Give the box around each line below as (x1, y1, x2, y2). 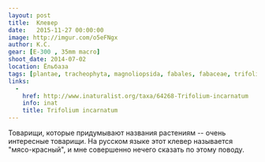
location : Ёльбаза (8, 63, 69, 71)
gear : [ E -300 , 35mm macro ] (8, 48, 101, 56)
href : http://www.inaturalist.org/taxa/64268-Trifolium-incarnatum (22, 92, 248, 100)
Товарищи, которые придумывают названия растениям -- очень (8, 128, 226, 138)
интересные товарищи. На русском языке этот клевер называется (8, 137, 233, 145)
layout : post (8, 11, 51, 20)
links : (8, 77, 30, 85)
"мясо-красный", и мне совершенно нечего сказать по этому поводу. (8, 145, 244, 154)
